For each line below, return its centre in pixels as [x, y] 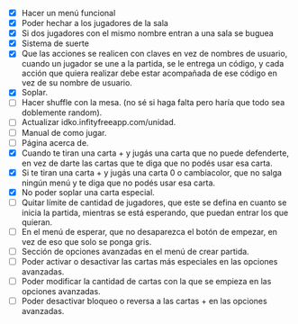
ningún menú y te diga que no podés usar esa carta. [118, 183]
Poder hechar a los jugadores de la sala [95, 23]
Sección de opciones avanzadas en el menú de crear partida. [135, 251]
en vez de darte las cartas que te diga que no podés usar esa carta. [147, 163]
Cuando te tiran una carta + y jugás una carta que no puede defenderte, [155, 153]
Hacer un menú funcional [68, 13]
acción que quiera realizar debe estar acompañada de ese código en [149, 73]
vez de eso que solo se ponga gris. [86, 241]
